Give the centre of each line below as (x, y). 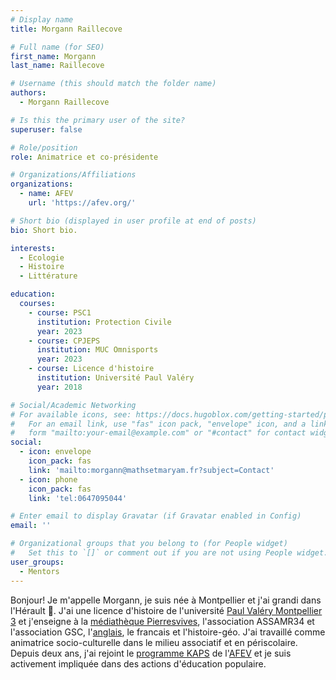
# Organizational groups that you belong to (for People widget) (149, 544)
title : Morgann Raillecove (66, 29)
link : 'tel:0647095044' (78, 498)
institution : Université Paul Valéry (115, 378)
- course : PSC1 (60, 312)
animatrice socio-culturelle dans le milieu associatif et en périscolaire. (154, 642)
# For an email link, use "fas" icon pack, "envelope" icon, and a (158, 424)
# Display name (42, 19)
